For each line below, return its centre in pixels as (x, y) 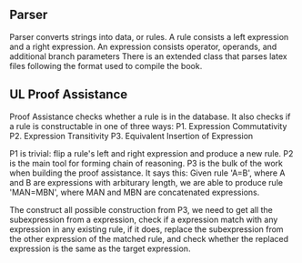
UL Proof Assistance (69, 95)
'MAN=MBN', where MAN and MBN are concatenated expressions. (135, 192)
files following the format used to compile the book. (106, 66)
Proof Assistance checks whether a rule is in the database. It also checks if (150, 116)
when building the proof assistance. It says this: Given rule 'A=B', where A (147, 173)
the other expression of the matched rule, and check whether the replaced (149, 238)
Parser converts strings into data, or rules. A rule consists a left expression (149, 36)
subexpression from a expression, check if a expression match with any (144, 219)
